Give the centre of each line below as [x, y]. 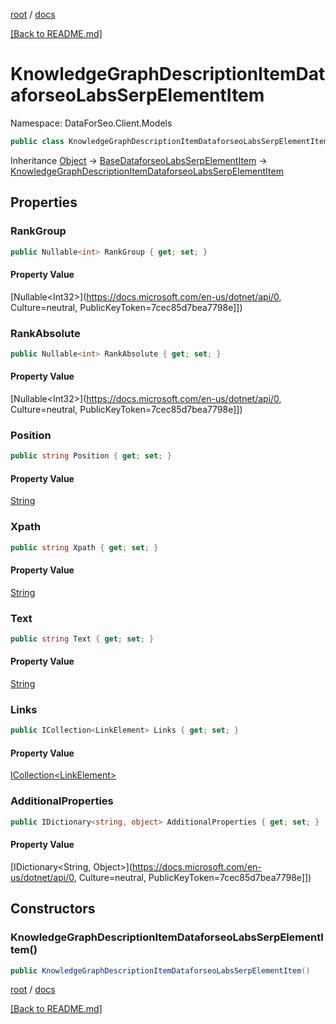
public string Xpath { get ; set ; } [84, 547]
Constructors [53, 909]
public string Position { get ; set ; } [91, 456]
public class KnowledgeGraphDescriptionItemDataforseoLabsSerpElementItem [169, 141]
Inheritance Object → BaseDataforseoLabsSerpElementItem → [139, 160]
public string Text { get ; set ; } [82, 639]
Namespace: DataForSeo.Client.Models [91, 123]
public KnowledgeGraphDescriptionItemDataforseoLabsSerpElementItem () [160, 970]
